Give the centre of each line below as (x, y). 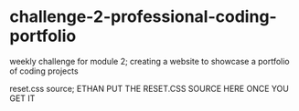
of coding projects (44, 71)
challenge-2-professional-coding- (143, 17)
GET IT (22, 98)
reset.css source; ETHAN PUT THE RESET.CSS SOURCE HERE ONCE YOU (149, 88)
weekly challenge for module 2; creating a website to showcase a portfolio (149, 61)
